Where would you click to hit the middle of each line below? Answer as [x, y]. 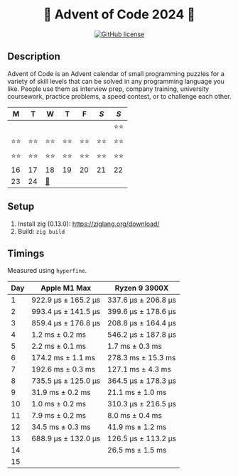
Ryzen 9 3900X [142, 288]
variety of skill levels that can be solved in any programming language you [116, 81]
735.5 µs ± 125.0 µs [66, 381]
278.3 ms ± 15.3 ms [142, 358]
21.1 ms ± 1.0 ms [137, 392]
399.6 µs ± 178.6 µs [142, 312]
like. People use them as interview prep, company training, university [108, 89]
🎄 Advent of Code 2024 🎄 [119, 15]
